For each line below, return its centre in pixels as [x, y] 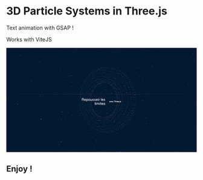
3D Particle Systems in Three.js [87, 11]
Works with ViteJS [29, 39]
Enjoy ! [19, 169]
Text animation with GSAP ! [40, 28]
